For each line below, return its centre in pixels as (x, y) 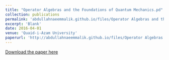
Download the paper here (32, 52)
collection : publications (32, 14)
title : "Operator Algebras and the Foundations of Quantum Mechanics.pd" (84, 10)
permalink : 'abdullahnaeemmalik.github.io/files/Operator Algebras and (82, 19)
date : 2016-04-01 (23, 28)
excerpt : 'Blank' (23, 24)
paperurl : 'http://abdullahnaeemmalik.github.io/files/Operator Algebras (84, 38)
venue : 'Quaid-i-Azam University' (41, 33)
